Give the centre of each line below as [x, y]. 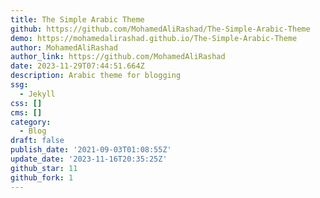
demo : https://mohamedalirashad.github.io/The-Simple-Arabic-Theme [154, 38]
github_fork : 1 [42, 177]
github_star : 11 [44, 168]
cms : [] [26, 112]
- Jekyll [37, 94]
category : [31, 122]
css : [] [26, 103]
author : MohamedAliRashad [64, 47]
